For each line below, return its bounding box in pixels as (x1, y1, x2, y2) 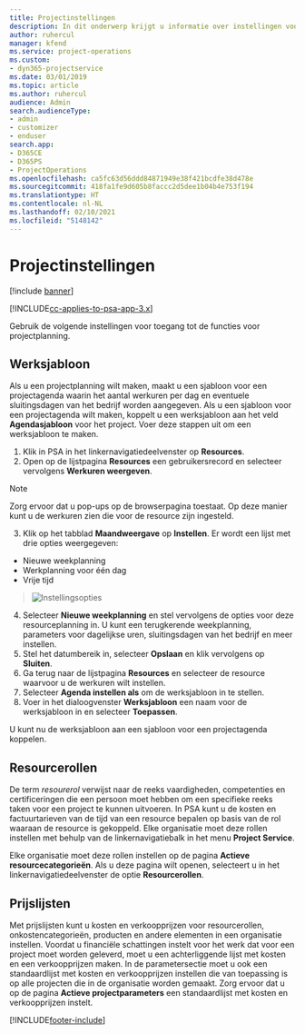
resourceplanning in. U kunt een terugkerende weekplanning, (22, 620, 252, 631)
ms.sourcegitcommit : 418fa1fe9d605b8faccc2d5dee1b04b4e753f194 (9, 183, 254, 192)
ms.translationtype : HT (9, 191, 100, 200)
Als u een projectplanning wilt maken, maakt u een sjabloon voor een (9, 381, 268, 392)
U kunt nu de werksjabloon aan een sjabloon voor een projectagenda (9, 724, 268, 735)
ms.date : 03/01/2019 (9, 73, 88, 82)
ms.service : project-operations (9, 47, 132, 56)
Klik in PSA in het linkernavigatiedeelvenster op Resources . (22, 446, 245, 457)
